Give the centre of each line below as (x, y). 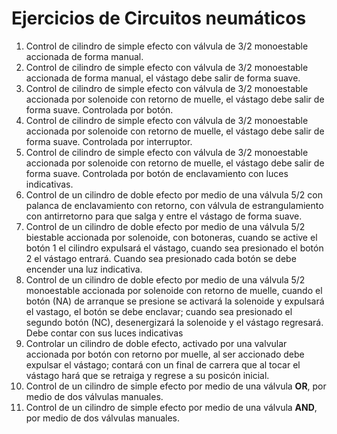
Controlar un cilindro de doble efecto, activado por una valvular (156, 343)
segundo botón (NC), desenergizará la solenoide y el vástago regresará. (174, 322)
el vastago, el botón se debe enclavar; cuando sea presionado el (159, 311)
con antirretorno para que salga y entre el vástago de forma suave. (164, 216)
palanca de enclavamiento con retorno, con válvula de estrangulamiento (174, 205)
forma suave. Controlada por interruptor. (109, 141)
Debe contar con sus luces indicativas (104, 333)
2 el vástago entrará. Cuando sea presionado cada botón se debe (161, 258)
